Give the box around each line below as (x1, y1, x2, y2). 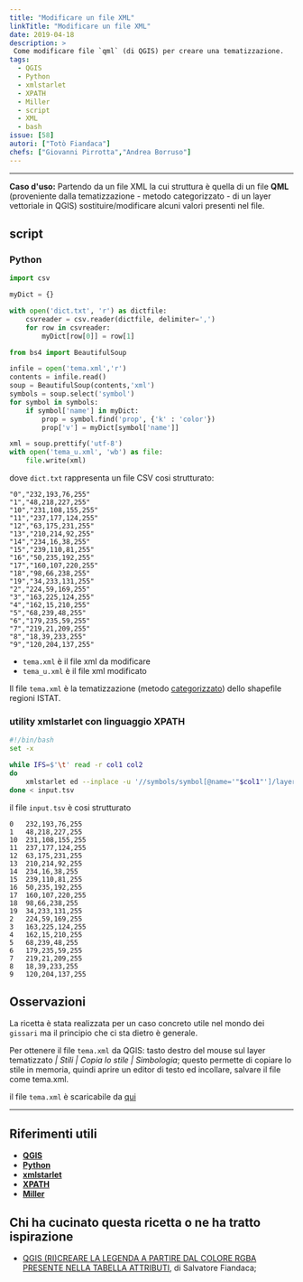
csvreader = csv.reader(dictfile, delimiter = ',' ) (25, 314, 216, 323)
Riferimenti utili (9, 1126, 97, 1141)
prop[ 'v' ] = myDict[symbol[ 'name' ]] (41, 423, 179, 432)
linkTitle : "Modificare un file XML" (9, 22, 151, 31)
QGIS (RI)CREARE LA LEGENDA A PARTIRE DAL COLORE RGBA (22, 1253, 257, 1264)
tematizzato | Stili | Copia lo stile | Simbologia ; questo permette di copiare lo (9, 1054, 292, 1066)
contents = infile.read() (9, 372, 106, 382)
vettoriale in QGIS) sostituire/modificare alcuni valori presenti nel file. (9, 200, 265, 211)
